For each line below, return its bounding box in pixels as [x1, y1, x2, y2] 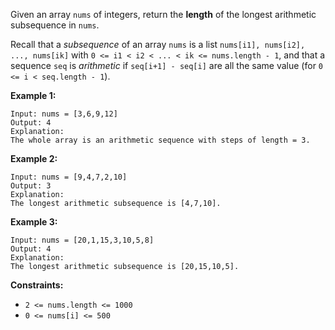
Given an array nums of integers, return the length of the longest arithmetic [10, 9, 317, 20]
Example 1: [10, 90, 57, 101]
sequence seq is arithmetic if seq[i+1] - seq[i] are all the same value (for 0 [10, 60, 324, 71]
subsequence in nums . [10, 19, 100, 31]
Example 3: [10, 216, 58, 228]
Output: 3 [10, 181, 52, 191]
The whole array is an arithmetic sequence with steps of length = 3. [10, 135, 311, 145]
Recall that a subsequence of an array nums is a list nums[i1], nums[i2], [10, 39, 306, 50]
